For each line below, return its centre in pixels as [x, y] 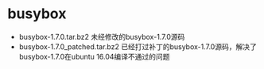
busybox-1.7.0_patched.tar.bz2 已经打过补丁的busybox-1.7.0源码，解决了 [138, 46]
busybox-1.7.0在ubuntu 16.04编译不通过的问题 [94, 56]
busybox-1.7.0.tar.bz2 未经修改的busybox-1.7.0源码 [102, 36]
